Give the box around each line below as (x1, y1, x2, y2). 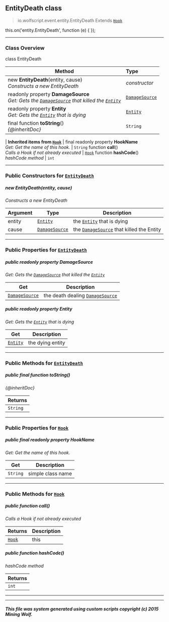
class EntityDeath (5, 56, 42, 62)
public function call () (5, 503, 50, 509)
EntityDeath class (5, 4, 62, 13)
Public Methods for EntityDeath (5, 359, 83, 366)
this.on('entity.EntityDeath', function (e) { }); (5, 27, 96, 33)
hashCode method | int (5, 155, 54, 161)
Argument (8, 209, 33, 216)
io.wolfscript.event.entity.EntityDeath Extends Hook (17, 17, 123, 23)
